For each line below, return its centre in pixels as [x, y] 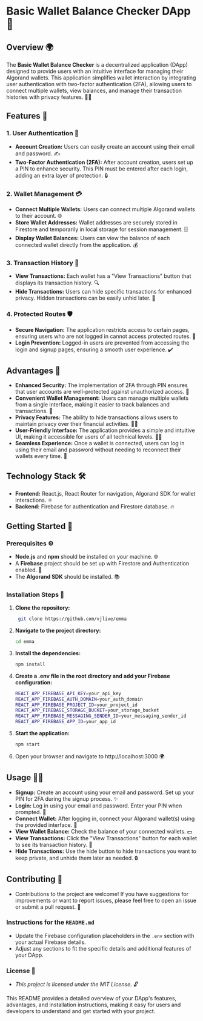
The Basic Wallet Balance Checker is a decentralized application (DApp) [97, 65]
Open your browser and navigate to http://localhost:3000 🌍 [90, 756]
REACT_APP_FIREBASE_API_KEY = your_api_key [68, 693]
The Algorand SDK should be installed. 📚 [67, 576]
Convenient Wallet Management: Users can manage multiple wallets [102, 398]
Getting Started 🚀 [40, 526]
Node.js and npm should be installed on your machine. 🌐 [87, 556]
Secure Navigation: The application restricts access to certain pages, [102, 329]
